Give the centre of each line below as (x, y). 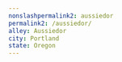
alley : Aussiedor (38, 31)
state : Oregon (32, 46)
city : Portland (34, 38)
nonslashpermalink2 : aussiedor (61, 16)
